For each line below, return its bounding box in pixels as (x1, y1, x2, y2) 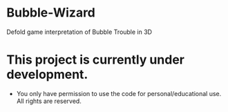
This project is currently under (6, 52, 184, 68)
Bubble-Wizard (6, 5, 96, 21)
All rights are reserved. (16, 97, 82, 105)
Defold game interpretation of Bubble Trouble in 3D (6, 28, 153, 36)
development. (6, 67, 88, 82)
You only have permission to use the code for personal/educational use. (16, 89, 222, 97)
